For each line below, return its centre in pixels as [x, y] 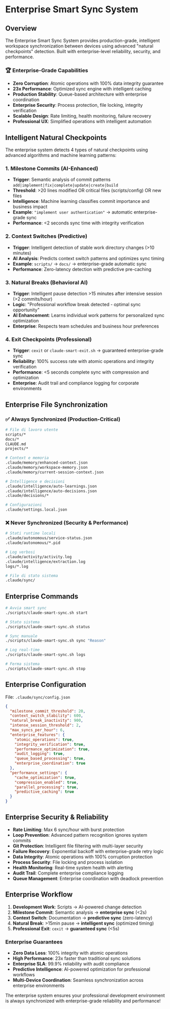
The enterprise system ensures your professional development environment [85, 995]
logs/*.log [17, 566]
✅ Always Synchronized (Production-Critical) [63, 419]
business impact [30, 207]
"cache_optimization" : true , [45, 777]
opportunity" [26, 310]
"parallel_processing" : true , [47, 787]
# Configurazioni [24, 505]
